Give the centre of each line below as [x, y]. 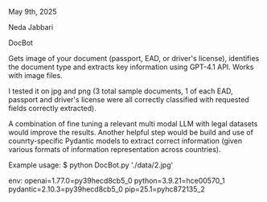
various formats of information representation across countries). [115, 149]
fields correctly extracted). [52, 108]
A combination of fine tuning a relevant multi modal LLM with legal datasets [133, 124]
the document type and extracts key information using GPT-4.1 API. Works [131, 67]
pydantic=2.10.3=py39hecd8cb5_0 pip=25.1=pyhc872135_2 [107, 189]
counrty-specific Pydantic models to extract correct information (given [125, 141]
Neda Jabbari [31, 27]
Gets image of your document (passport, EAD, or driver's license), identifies [134, 58]
